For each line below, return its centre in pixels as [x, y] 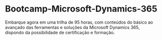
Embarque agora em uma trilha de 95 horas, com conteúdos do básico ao [79, 22]
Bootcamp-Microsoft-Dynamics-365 [81, 9]
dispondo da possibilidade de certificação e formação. [60, 32]
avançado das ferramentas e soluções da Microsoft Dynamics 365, [72, 27]
